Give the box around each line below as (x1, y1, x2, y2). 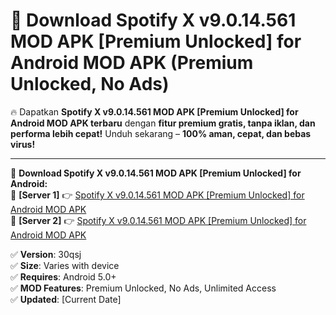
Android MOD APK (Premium (10, 52, 254, 74)
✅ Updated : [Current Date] (10, 293, 122, 305)
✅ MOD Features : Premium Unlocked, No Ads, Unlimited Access (10, 282, 277, 294)
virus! (10, 138, 36, 150)
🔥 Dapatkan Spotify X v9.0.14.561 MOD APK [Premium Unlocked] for (10, 105, 299, 118)
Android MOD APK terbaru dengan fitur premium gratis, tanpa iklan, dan (10, 117, 316, 129)
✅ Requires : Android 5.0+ (10, 270, 117, 283)
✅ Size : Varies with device (10, 259, 120, 271)
